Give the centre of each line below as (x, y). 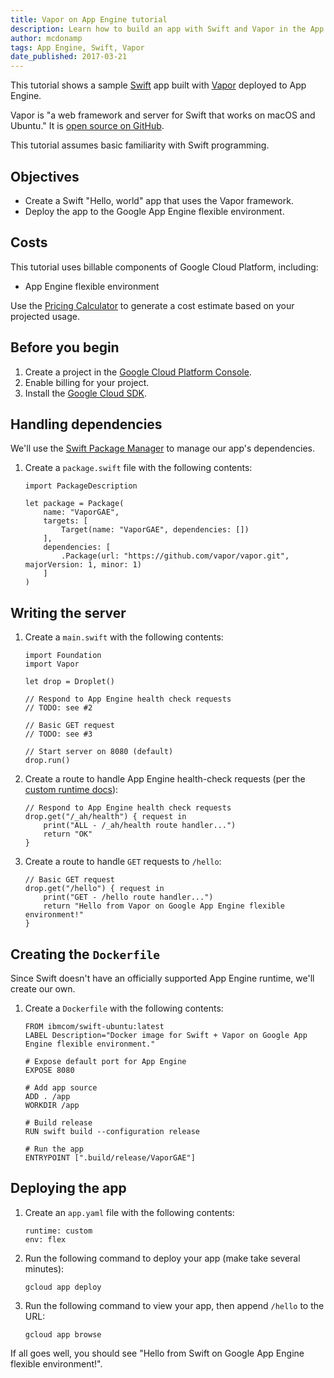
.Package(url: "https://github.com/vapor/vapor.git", (175, 556)
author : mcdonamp (46, 38)
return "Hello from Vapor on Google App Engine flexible (164, 906)
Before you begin (65, 347)
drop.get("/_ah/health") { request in (105, 817)
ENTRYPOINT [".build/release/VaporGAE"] (110, 1158)
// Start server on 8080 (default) (99, 752)
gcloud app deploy (63, 1287)
